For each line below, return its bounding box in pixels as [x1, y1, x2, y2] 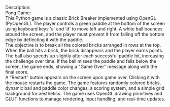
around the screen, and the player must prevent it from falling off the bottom [5, 31, 165, 37]
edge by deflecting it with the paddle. [5, 37, 84, 43]
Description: [5, 5, 31, 10]
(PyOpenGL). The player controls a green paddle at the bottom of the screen [5, 20, 165, 26]
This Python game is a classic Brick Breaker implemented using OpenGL [5, 15, 156, 21]
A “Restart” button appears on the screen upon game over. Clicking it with [5, 75, 160, 80]
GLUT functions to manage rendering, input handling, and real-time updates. [5, 96, 165, 102]
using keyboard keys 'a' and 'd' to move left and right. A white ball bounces [5, 26, 163, 32]
